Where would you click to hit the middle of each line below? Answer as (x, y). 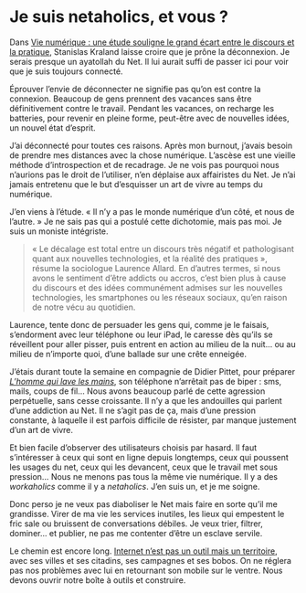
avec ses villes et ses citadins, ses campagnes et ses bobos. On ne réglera (151, 560)
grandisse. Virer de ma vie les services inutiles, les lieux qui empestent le (147, 514)
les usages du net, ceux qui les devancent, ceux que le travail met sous (144, 467)
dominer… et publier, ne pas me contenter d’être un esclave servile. (136, 533)
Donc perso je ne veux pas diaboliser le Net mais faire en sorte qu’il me (144, 503)
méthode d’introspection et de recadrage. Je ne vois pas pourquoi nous (145, 164)
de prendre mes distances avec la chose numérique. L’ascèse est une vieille (153, 155)
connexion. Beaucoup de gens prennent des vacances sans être (131, 99)
